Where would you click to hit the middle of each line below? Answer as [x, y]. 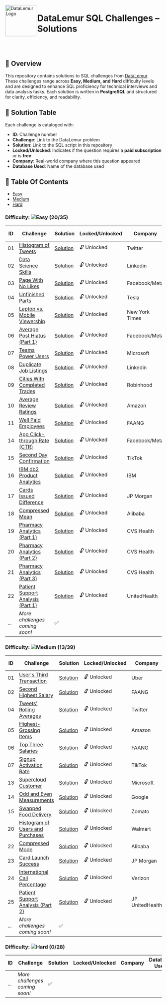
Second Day [33, 455]
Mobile [27, 315]
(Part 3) [28, 578]
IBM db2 [29, 469]
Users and [31, 829]
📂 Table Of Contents [37, 182]
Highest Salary [36, 695]
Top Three [31, 744]
